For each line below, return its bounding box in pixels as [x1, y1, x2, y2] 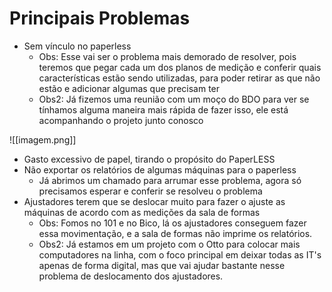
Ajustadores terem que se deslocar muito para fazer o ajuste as [23, 195, 286, 207]
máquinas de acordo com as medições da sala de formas [23, 206, 261, 218]
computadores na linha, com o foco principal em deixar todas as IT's [38, 248, 322, 261]
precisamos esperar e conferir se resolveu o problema [38, 185, 263, 197]
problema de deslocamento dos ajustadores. [38, 270, 224, 282]
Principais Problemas [9, 7, 191, 30]
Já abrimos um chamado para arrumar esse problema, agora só [38, 174, 302, 186]
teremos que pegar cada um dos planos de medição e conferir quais [38, 61, 322, 73]
